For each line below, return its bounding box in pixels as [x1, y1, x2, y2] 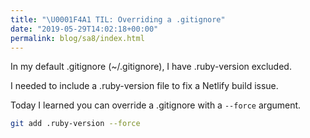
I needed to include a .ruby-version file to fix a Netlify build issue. [10, 80, 279, 92]
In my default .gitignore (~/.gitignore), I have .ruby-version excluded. [10, 61, 292, 73]
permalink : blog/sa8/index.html [10, 33, 145, 43]
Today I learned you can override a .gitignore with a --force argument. [10, 99, 302, 111]
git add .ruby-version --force [10, 119, 141, 129]
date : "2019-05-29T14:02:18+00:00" [10, 24, 159, 34]
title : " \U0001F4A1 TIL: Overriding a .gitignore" [10, 14, 226, 25]
